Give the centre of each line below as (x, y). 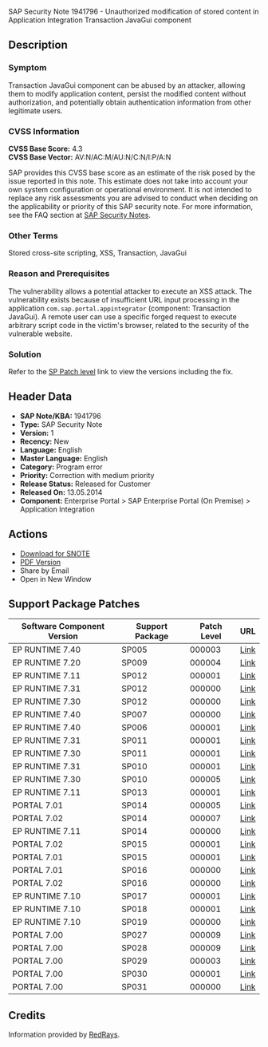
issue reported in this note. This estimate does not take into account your (128, 181)
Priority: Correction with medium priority (87, 475)
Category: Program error (61, 467)
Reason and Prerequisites (59, 274)
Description (38, 45)
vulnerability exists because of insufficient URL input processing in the (124, 299)
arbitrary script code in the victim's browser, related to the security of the (129, 325)
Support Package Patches (74, 604)
